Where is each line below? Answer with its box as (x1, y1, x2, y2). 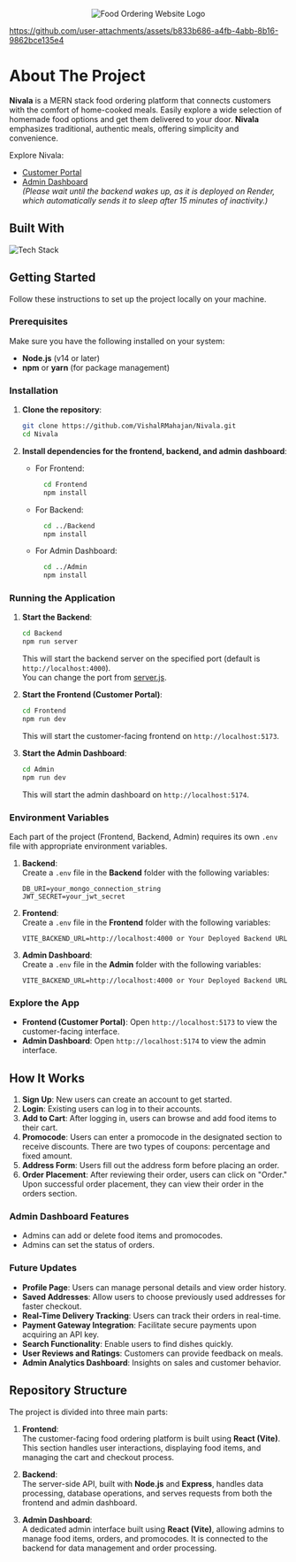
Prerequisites (9, 315, 68, 327)
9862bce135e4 (9, 35, 65, 45)
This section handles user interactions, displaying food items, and (21, 1443, 262, 1453)
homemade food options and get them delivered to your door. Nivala (9, 113, 259, 124)
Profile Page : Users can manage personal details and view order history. (21, 1281, 287, 1292)
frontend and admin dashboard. (21, 1497, 138, 1508)
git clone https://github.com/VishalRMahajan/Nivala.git (21, 421, 237, 431)
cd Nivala (21, 430, 59, 439)
